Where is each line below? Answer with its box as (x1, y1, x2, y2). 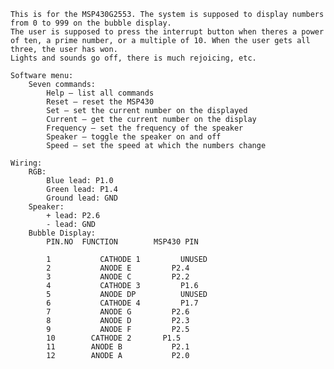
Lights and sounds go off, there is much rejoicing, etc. (10, 53, 257, 63)
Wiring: (10, 158, 43, 168)
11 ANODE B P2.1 (46, 342, 190, 352)
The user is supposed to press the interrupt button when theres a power (10, 27, 325, 37)
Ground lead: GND (46, 193, 118, 203)
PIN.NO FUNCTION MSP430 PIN (46, 237, 199, 247)
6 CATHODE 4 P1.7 (46, 298, 199, 308)
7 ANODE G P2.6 (46, 307, 190, 317)
